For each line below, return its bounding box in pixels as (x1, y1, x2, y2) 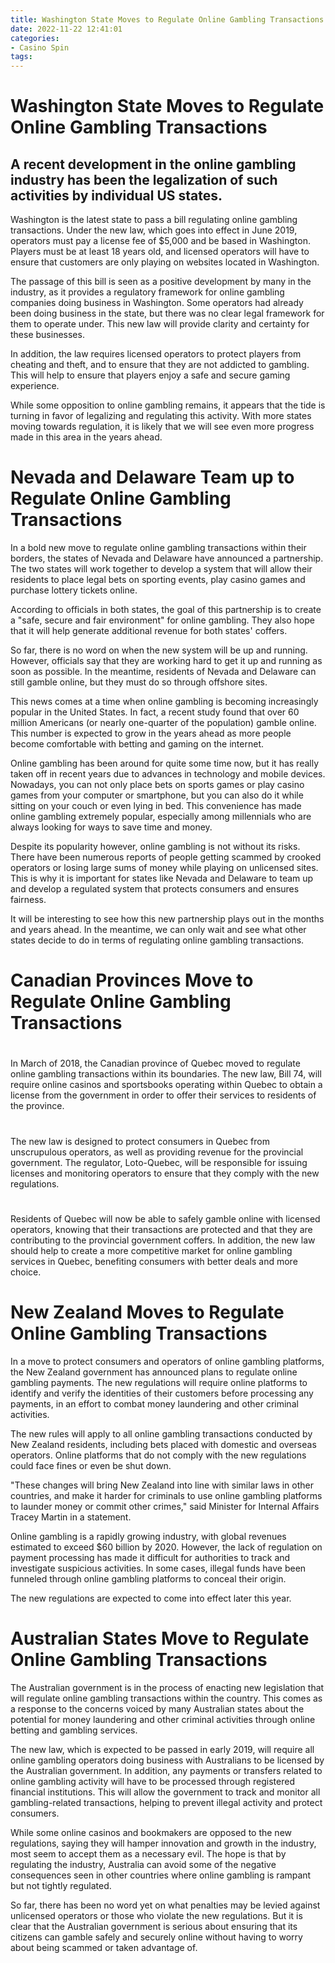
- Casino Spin (10, 42, 70, 53)
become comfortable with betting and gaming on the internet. (10, 738, 265, 750)
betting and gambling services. (10, 1724, 138, 1736)
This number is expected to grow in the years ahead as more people (10, 727, 292, 740)
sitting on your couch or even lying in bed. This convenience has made (10, 800, 302, 812)
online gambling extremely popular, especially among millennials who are (10, 811, 312, 823)
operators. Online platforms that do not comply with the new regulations (10, 1449, 307, 1461)
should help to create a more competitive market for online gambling (10, 1244, 293, 1256)
